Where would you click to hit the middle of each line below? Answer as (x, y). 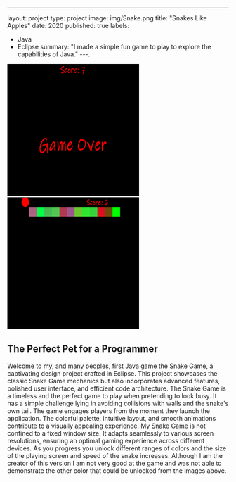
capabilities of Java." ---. (54, 54)
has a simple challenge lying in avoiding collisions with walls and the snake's (118, 403)
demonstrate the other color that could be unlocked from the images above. (117, 470)
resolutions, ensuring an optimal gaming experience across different (106, 440)
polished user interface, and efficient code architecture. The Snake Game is (117, 388)
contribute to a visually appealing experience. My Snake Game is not (106, 426)
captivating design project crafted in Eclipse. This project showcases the (112, 373)
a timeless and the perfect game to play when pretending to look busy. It (112, 395)
